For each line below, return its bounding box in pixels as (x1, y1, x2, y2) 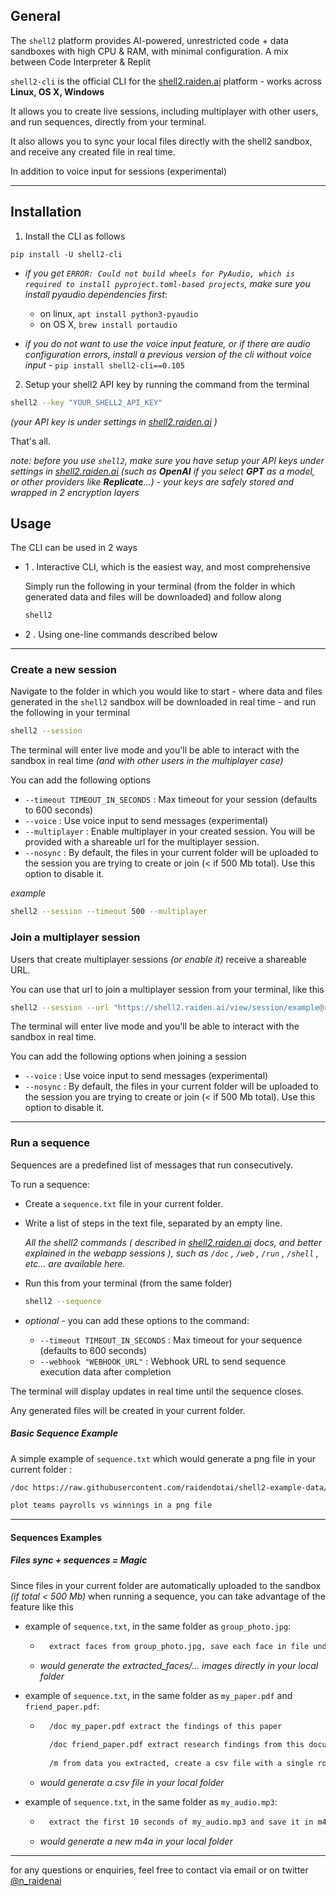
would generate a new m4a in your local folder (39, 1835, 233, 1847)
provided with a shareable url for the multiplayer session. (24, 836, 260, 848)
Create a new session (10, 663, 117, 677)
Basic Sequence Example (10, 1427, 118, 1439)
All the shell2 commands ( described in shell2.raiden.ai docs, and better (24, 1236, 323, 1248)
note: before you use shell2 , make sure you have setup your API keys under (10, 454, 325, 466)
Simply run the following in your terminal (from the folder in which (24, 580, 296, 593)
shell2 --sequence (24, 1296, 102, 1306)
